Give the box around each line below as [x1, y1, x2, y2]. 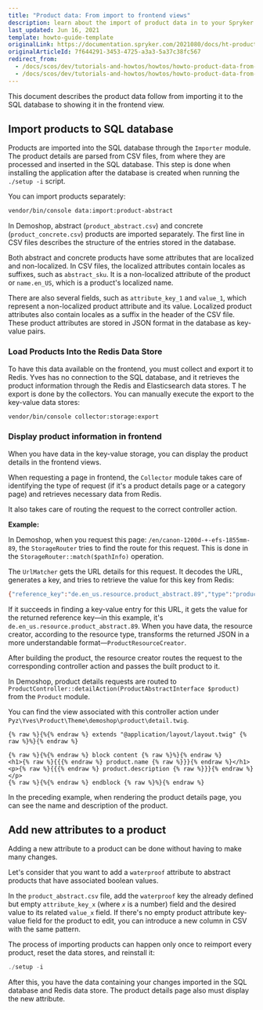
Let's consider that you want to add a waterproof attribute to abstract [8, 868, 231, 877]
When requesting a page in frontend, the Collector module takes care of [8, 472, 243, 482]
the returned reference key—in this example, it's [8, 613, 164, 622]
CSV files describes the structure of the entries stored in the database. [8, 238, 236, 247]
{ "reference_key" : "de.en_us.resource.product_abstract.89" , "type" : [8, 590, 233, 598]
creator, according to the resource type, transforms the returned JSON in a [8, 629, 250, 639]
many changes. [8, 852, 58, 862]
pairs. [27, 326, 46, 336]
